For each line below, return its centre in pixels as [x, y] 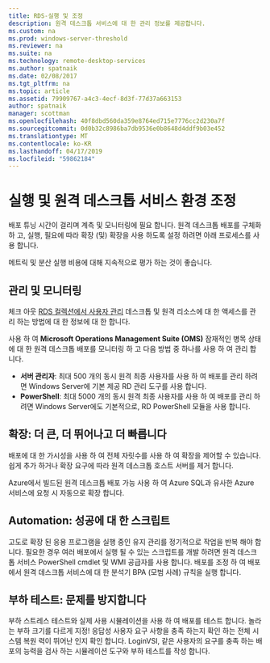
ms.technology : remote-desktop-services [77, 61]
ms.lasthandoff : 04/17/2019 [56, 151]
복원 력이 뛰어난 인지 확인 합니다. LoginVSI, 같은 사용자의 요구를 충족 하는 [139, 641]
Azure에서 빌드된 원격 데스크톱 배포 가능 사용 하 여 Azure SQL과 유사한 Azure [131, 483]
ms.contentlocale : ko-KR [50, 144]
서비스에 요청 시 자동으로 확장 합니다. [66, 492]
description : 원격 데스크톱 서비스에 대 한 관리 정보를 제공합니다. [107, 23]
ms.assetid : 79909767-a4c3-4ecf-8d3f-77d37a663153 [95, 99]
